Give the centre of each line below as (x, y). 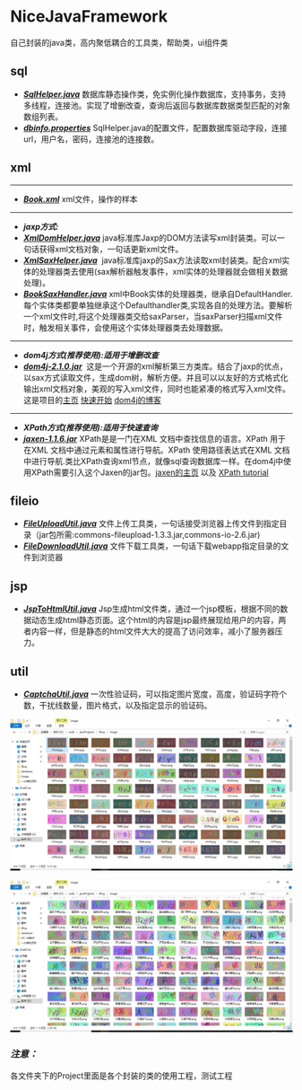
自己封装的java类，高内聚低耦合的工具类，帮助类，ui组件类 (119, 42)
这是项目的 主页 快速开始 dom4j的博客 (92, 400)
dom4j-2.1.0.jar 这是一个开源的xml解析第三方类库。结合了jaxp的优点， (155, 366)
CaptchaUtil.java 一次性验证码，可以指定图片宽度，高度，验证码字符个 (155, 694)
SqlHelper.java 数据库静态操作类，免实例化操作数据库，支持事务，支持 (154, 94)
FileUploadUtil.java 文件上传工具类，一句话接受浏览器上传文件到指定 (151, 523)
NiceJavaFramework (89, 17)
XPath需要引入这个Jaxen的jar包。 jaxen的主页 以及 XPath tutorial (150, 472)
